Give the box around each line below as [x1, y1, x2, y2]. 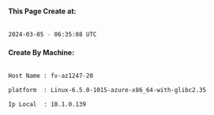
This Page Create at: [8, 6, 77, 16]
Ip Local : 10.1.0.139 [8, 101, 87, 109]
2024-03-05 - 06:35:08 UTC [8, 31, 97, 39]
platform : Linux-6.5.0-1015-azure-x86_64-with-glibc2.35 [8, 87, 207, 95]
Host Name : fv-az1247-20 [8, 72, 93, 80]
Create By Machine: [8, 47, 75, 57]
